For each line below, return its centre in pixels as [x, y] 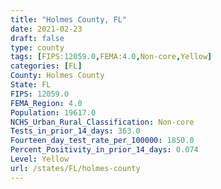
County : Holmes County [57, 76]
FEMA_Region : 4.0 [46, 103]
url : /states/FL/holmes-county [75, 168]
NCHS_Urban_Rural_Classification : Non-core [102, 122]
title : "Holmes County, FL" [69, 19]
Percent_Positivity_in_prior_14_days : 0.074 [104, 150]
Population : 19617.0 [53, 112]
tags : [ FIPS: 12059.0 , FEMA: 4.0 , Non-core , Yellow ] [111, 57]
